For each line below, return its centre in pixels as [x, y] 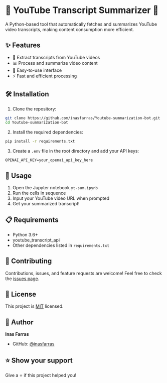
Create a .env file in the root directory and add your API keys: [76, 151]
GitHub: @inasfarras [33, 344]
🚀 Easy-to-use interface [37, 70]
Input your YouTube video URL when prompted [61, 198]
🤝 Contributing [29, 261]
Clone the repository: [34, 109]
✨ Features [23, 45]
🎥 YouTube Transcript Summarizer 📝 [82, 10]
